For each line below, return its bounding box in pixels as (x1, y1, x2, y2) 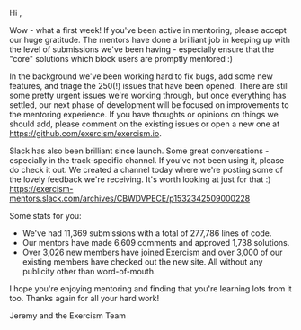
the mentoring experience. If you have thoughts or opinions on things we (9, 109, 279, 119)
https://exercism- (9, 184, 74, 194)
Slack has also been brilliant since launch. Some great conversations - (9, 145, 270, 156)
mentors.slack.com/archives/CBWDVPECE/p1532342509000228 (9, 193, 251, 204)
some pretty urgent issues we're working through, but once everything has (9, 90, 287, 100)
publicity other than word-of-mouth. (22, 266, 156, 276)
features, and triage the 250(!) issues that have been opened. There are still (9, 81, 289, 91)
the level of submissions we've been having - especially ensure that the (9, 44, 275, 55)
